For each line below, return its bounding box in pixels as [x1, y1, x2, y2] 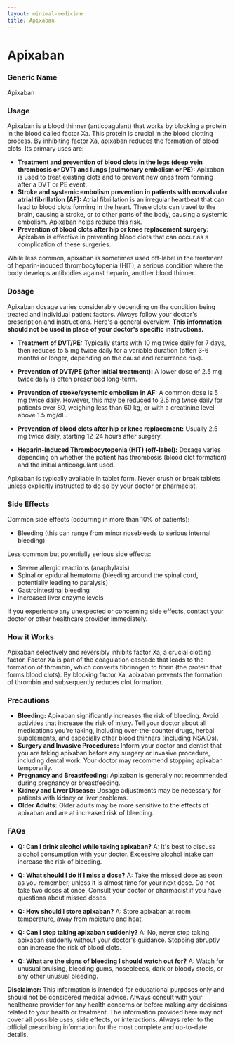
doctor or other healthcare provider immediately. [7, 614, 148, 623]
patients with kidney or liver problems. [17, 793, 128, 803]
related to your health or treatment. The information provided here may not [7, 1007, 223, 1016]
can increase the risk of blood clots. [17, 943, 121, 951]
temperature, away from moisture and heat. [17, 914, 144, 923]
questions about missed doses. [17, 893, 108, 902]
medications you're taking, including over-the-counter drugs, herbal [17, 727, 215, 735]
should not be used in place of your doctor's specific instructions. [7, 325, 204, 333]
